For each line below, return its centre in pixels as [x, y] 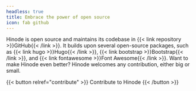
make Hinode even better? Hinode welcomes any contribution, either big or [98, 64]
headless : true [25, 12]
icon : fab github [28, 22]
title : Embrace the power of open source [58, 17]
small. [13, 71]
